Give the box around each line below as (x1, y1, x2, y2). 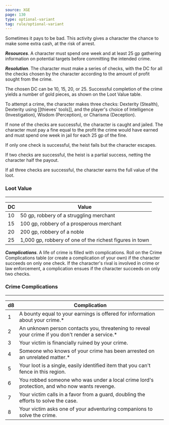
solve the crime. (19, 411, 57, 418)
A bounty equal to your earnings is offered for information (19, 310, 155, 317)
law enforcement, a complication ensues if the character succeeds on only (5, 265, 160, 271)
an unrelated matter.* (19, 353, 70, 360)
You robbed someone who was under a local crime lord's (19, 376, 154, 383)
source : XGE (5, 7, 30, 13)
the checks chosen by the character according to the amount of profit (5, 71, 150, 77)
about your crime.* (19, 316, 64, 323)
